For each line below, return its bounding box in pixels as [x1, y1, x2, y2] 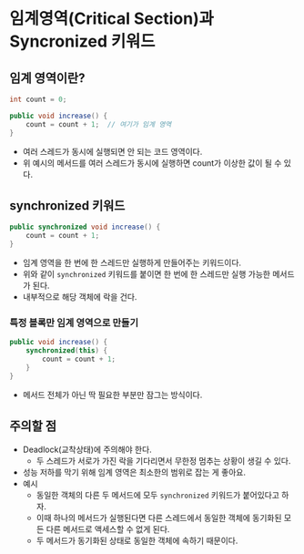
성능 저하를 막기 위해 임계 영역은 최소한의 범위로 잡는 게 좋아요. [22, 467, 246, 478]
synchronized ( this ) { [25, 346, 107, 355]
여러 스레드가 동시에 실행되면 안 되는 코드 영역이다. [22, 146, 203, 157]
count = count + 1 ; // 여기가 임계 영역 [25, 119, 172, 128]
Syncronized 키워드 [9, 31, 156, 52]
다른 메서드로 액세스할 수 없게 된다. [46, 524, 170, 535]
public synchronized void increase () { [9, 222, 161, 232]
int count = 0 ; [9, 95, 67, 104]
